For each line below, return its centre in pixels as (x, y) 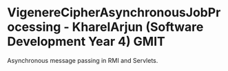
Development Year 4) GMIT (86, 42)
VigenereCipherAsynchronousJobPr (114, 13)
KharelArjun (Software (138, 27)
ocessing (34, 27)
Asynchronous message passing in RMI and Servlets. (83, 60)
